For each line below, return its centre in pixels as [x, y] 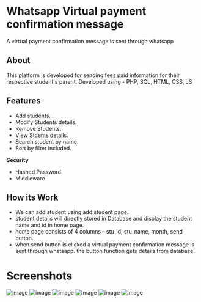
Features [24, 101]
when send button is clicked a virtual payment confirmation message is [105, 245]
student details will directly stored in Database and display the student [104, 219]
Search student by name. [47, 141]
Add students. [33, 116]
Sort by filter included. [43, 148]
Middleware [30, 178]
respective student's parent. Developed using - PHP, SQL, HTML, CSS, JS [99, 81]
